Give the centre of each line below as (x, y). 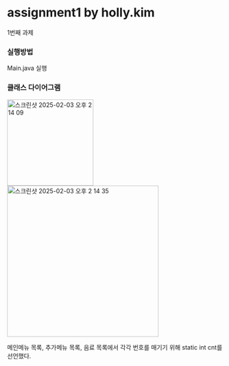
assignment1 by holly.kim (81, 13)
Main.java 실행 (27, 68)
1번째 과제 (21, 32)
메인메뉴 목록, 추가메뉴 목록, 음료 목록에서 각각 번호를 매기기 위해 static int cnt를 (115, 347)
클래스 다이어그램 (34, 88)
